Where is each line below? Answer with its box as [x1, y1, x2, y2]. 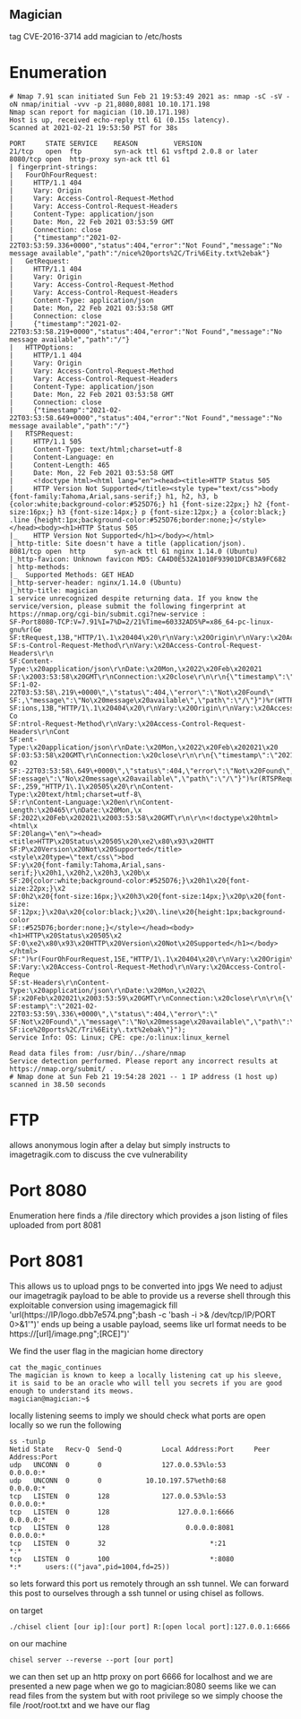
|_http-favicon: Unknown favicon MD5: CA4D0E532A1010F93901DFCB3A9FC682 [9, 555, 287, 564]
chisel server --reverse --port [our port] [9, 1655, 175, 1664]
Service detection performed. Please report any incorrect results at [9, 1057, 279, 1066]
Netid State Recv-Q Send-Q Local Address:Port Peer [9, 1445, 271, 1454]
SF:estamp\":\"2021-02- [9, 1001, 99, 1011]
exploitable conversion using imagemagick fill [9, 1300, 177, 1310]
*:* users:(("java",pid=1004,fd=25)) [9, 1562, 170, 1571]
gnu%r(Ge [9, 625, 42, 635]
